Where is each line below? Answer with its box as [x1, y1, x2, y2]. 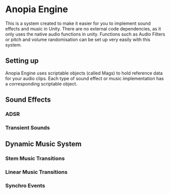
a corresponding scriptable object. [5, 81, 78, 87]
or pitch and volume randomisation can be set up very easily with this [5, 36, 151, 43]
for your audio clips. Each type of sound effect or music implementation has [5, 75, 164, 82]
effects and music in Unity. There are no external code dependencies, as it [5, 25, 161, 31]
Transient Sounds [5, 124, 50, 131]
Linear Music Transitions [5, 169, 67, 176]
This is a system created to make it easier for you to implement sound [5, 20, 151, 26]
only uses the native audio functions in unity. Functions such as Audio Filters [5, 31, 165, 37]
